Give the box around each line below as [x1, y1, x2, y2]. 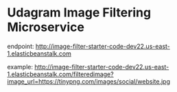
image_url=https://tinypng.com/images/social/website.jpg [7, 77, 170, 85]
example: [7, 62, 33, 71]
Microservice [7, 19, 84, 35]
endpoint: [7, 42, 34, 50]
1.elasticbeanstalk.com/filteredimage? [7, 70, 115, 78]
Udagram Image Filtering [7, 5, 152, 21]
